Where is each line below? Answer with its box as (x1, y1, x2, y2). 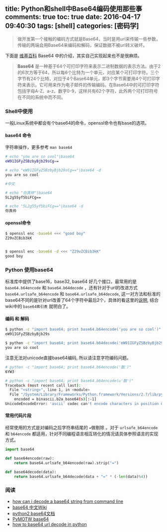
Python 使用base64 (5, 266, 54, 273)
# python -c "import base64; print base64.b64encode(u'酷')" (5, 378, 134, 383)
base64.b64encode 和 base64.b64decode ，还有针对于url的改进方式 (5, 285, 138, 291)
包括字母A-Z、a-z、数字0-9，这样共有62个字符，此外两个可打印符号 (17, 88, 158, 94)
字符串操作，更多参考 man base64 (5, 144, 73, 150)
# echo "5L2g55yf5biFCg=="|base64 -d (5, 204, 83, 209)
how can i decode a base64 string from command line (12, 498, 123, 504)
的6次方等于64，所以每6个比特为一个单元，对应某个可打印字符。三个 (17, 69, 159, 75)
